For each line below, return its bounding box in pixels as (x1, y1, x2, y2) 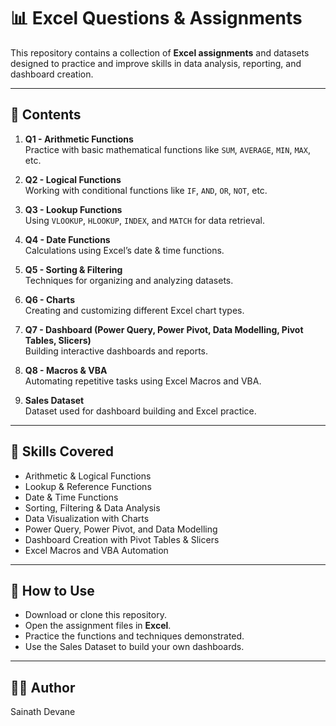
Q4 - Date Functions (24, 233, 111, 245)
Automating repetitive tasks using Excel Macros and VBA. (24, 375, 262, 387)
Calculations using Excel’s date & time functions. (24, 244, 225, 256)
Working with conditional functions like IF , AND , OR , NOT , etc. (24, 184, 268, 196)
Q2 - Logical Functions (24, 173, 122, 185)
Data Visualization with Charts (24, 512, 150, 524)
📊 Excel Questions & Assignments (10, 7, 303, 30)
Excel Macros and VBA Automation (24, 544, 169, 556)
